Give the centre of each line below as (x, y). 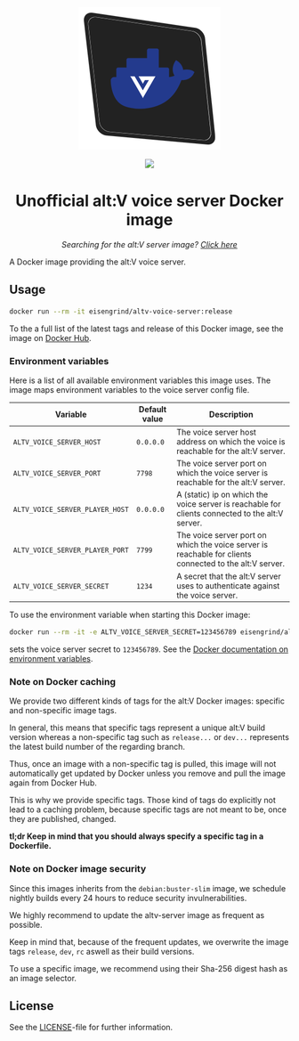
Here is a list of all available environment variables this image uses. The (140, 380)
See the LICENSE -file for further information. (91, 1028)
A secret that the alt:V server (229, 576)
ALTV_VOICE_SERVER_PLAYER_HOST (71, 509)
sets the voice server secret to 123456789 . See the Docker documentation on (149, 649)
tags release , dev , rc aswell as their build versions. (102, 951)
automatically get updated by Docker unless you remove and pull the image (148, 774)
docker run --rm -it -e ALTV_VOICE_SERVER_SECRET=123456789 (123, 632)
